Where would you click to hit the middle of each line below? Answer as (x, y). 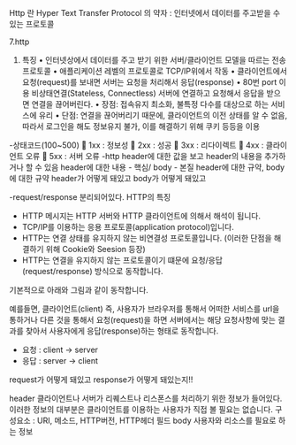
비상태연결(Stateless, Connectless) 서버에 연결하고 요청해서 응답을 (148, 93)
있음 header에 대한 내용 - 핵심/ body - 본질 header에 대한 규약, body (164, 167)
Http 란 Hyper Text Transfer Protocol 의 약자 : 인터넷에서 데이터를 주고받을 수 (145, 13)
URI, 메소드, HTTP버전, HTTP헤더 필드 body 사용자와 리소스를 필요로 (156, 420)
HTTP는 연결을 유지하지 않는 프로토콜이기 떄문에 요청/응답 (122, 260)
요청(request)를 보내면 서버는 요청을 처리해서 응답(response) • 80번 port (149, 82)
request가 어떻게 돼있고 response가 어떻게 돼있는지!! (101, 380)
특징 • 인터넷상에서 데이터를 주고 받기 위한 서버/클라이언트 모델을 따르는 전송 (154, 60)
